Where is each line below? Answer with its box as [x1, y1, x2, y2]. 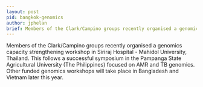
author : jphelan [6, 20, 47, 26]
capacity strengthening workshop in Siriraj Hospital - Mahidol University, [6, 49, 187, 56]
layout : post [6, 8, 39, 15]
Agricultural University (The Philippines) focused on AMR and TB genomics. [6, 61, 195, 68]
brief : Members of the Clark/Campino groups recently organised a [6, 25, 177, 32]
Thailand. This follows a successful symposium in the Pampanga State [6, 55, 182, 62]
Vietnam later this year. [6, 74, 63, 81]
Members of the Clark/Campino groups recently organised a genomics [6, 42, 182, 49]
